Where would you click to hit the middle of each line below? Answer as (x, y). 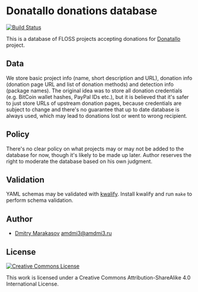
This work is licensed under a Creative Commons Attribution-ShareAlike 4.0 (98, 277)
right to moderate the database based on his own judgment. (79, 161)
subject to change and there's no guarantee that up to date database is (93, 109)
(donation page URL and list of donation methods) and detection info (90, 84)
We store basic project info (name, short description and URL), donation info (99, 78)
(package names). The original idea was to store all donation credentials (94, 91)
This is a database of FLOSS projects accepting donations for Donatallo (93, 38)
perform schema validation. (40, 200)
